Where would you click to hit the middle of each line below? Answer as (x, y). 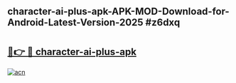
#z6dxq (163, 23)
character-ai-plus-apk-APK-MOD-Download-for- (118, 12)
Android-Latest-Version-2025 (75, 23)
